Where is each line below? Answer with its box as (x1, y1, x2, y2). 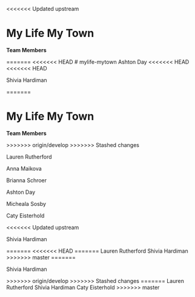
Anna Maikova (6, 165, 42, 172)
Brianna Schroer (6, 176, 47, 184)
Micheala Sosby (6, 200, 47, 207)
